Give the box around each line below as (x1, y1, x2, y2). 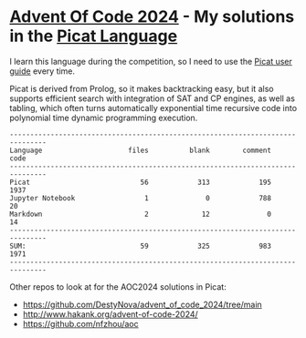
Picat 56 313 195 (9, 178, 272, 187)
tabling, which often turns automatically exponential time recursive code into (9, 102, 298, 113)
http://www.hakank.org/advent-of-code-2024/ (22, 308, 198, 320)
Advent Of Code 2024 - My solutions (9, 6, 295, 27)
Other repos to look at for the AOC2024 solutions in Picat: (9, 281, 227, 292)
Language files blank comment (9, 146, 272, 155)
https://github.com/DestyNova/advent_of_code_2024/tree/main (22, 299, 262, 310)
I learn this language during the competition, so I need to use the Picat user (9, 56, 292, 67)
